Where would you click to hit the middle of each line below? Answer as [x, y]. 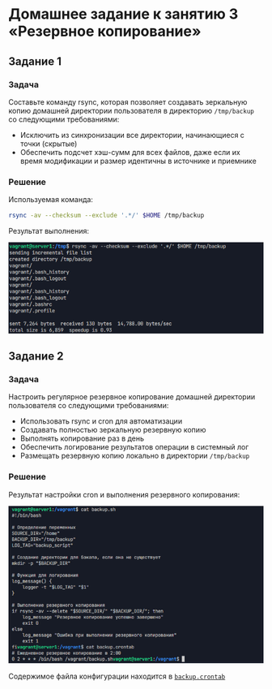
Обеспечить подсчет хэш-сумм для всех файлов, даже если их [130, 152]
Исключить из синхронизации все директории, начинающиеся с [132, 135]
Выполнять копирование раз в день [82, 438]
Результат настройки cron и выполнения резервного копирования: [124, 494]
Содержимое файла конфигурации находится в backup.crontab [117, 676]
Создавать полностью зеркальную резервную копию [113, 430]
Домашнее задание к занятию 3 [123, 14]
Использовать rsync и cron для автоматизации [101, 421]
